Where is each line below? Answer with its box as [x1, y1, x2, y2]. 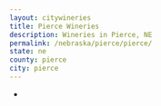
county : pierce [9, 55, 67, 64]
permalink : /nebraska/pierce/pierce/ [9, 38, 153, 48]
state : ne [9, 47, 47, 56]
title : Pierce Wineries [9, 22, 100, 31]
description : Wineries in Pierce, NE [9, 30, 153, 39]
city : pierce [9, 64, 59, 73]
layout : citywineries [9, 13, 92, 23]
